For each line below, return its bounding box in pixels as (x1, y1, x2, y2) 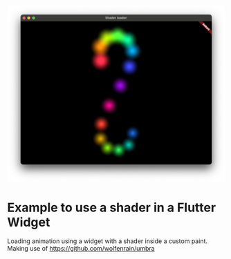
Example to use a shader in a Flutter (7, 200, 216, 215)
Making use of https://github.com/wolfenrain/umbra (7, 244, 155, 253)
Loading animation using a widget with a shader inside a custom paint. (7, 237, 208, 245)
